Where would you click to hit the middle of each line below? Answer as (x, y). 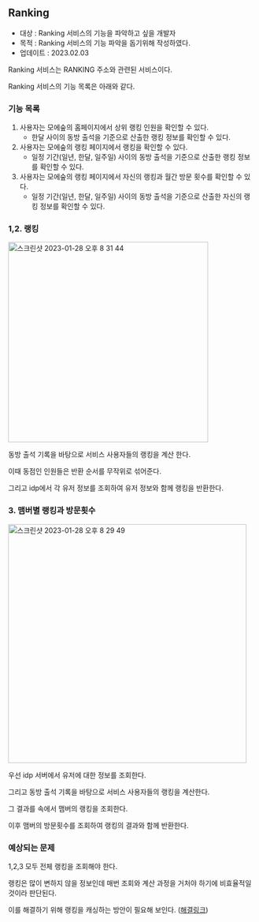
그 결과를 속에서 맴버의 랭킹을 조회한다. (68, 808)
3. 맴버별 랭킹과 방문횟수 (52, 511)
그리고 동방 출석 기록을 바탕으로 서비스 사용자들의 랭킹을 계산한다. (109, 792)
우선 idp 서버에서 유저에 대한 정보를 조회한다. (78, 775)
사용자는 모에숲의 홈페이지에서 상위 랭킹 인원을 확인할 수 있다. (114, 127)
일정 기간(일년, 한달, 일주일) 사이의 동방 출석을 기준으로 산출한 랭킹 (133, 157)
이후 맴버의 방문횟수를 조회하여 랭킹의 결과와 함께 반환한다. (98, 825)
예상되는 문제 (31, 848)
